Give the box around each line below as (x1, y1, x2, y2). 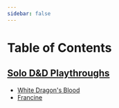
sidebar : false (7, 10, 51, 17)
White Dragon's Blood (17, 86, 80, 94)
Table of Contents (7, 39, 112, 55)
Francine (17, 93, 43, 101)
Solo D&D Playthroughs (7, 67, 110, 80)
